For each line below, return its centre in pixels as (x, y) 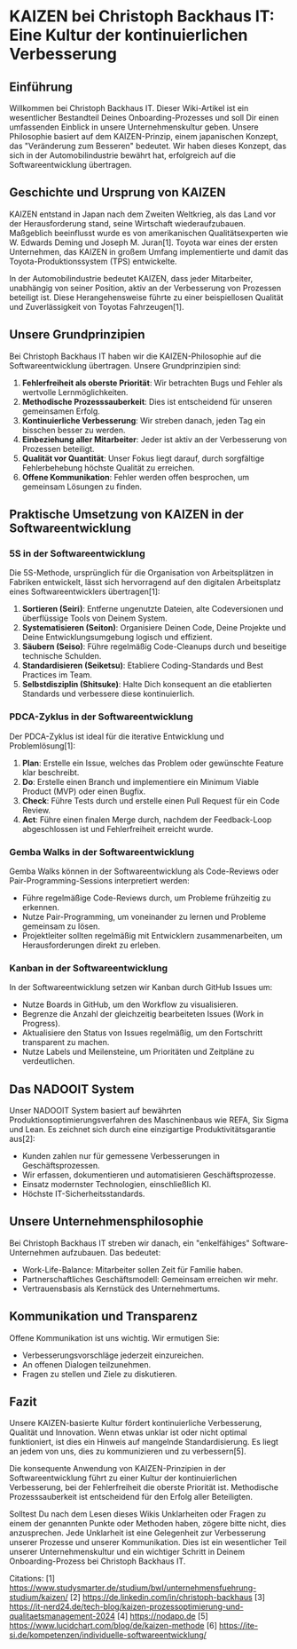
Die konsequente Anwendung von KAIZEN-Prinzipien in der (117, 1469)
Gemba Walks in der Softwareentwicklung (102, 852)
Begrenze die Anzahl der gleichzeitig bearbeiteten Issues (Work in (143, 1014)
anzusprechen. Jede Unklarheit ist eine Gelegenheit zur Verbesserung (137, 1533)
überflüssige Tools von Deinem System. (95, 618)
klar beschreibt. (51, 772)
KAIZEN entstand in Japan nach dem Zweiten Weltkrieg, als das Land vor (143, 214)
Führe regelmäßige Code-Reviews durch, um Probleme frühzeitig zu (146, 898)
